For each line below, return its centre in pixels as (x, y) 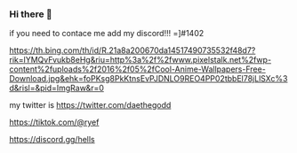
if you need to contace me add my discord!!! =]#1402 (107, 34)
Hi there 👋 (31, 14)
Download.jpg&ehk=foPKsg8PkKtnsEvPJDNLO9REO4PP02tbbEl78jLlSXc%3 (148, 79)
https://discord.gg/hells (52, 140)
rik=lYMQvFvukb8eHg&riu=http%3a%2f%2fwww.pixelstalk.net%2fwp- (140, 60)
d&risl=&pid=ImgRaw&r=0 (57, 88)
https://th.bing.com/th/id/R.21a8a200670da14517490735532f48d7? (132, 50)
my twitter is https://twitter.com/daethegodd (90, 105)
